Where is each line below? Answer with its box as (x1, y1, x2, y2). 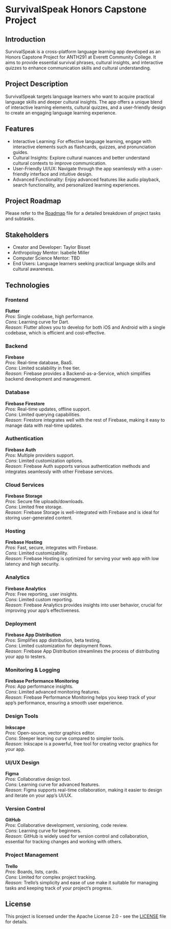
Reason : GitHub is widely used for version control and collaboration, (5, 833, 149, 839)
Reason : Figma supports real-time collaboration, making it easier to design (5, 786, 162, 793)
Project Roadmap (5, 196, 61, 206)
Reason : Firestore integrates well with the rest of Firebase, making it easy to (5, 417, 165, 423)
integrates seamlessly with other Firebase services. (5, 468, 114, 475)
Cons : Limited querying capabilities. (5, 411, 81, 418)
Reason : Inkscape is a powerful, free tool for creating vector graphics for (5, 740, 159, 747)
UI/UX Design (5, 759, 40, 766)
